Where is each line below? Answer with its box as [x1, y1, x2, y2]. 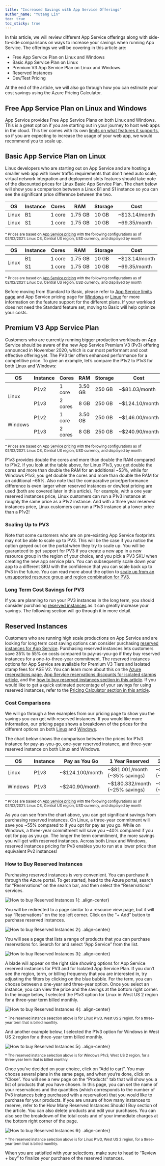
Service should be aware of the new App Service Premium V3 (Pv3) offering [5, 342, 160, 348]
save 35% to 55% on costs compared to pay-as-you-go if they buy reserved [5, 651, 160, 657]
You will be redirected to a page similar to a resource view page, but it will [5, 906, 155, 912]
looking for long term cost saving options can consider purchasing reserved [5, 640, 159, 646]
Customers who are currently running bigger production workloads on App [5, 337, 156, 343]
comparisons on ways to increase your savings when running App [20, 40, 155, 46]
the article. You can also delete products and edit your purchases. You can [5, 1108, 156, 1113]
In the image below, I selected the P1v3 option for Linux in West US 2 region [5, 991, 158, 997]
